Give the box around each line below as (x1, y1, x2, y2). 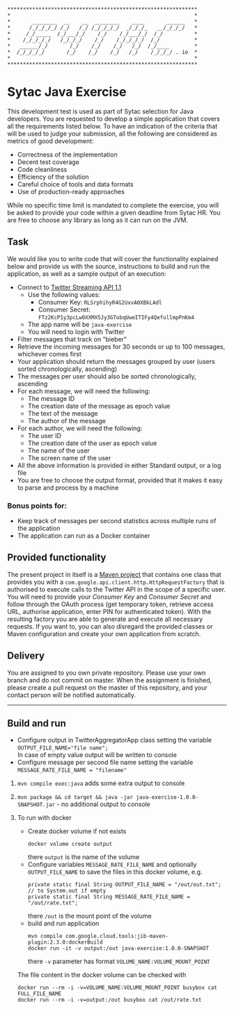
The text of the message (27, 409, 99, 418)
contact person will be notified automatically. (7, 691, 136, 699)
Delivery (7, 650, 45, 662)
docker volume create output (27, 841, 113, 848)
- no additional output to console (56, 800, 151, 809)
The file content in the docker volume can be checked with (17, 971, 187, 979)
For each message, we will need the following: (17, 387, 151, 395)
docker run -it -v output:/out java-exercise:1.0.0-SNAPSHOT (27, 945, 209, 952)
